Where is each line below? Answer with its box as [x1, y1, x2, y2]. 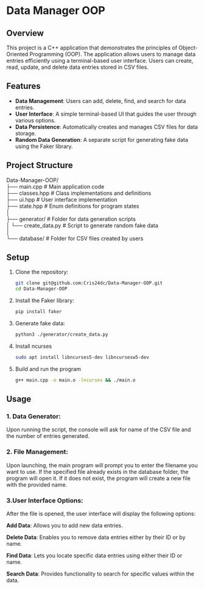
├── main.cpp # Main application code [6, 183, 105, 190]
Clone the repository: [15, 269, 69, 276]
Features [6, 81, 41, 91]
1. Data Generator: [6, 412, 61, 420]
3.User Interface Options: [6, 496, 83, 504]
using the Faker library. [15, 143, 73, 150]
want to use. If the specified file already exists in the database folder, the [6, 468, 189, 475]
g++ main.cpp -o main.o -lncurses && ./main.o [15, 377, 136, 383]
